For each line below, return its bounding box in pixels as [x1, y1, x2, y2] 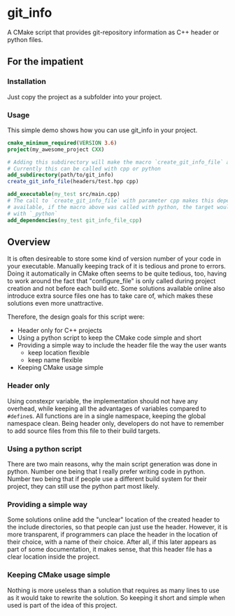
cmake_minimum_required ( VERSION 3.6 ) [7, 139, 117, 146]
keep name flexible [27, 356, 83, 364]
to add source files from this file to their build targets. [7, 427, 161, 435]
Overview [7, 236, 51, 248]
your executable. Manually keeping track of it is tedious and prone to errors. [7, 262, 226, 271]
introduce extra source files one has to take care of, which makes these [7, 292, 213, 300]
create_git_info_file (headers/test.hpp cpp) [7, 178, 139, 185]
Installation [7, 77, 47, 87]
